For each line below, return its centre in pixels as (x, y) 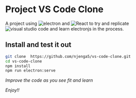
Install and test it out (38, 45)
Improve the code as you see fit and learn (49, 80)
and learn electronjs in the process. (87, 28)
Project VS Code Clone (54, 9)
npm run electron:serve (31, 71)
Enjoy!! (12, 90)
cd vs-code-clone (24, 61)
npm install (18, 66)
